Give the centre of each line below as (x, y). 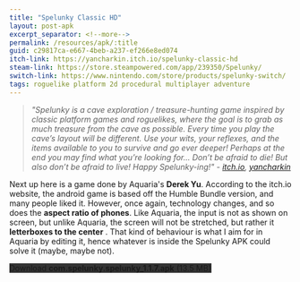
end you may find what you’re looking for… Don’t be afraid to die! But (159, 157)
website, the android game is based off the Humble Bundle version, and (141, 193)
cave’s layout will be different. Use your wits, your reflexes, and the (155, 138)
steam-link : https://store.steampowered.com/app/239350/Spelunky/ (136, 68)
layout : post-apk (42, 26)
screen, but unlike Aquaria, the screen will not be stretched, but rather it (142, 222)
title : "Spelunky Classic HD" (66, 17)
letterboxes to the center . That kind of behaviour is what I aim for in (136, 231)
